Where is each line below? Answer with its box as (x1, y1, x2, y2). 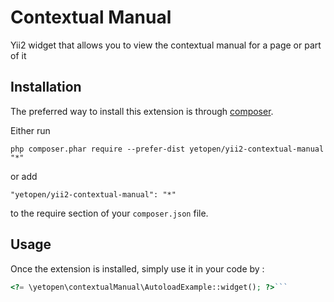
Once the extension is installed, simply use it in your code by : (10, 262, 265, 275)
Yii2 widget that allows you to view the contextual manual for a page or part (10, 39, 322, 51)
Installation (10, 79, 82, 96)
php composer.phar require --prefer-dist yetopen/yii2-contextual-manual (10, 144, 325, 154)
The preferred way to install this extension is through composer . (10, 105, 274, 117)
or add (10, 170, 38, 182)
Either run (10, 124, 51, 136)
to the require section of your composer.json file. (10, 207, 209, 219)
